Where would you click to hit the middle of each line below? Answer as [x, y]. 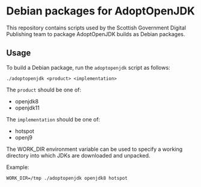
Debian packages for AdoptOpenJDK [101, 11]
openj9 [24, 137]
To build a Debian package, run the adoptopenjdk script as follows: [88, 67]
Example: [18, 167]
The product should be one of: [44, 90]
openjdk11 [27, 108]
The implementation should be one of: [53, 119]
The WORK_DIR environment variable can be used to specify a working [94, 149]
